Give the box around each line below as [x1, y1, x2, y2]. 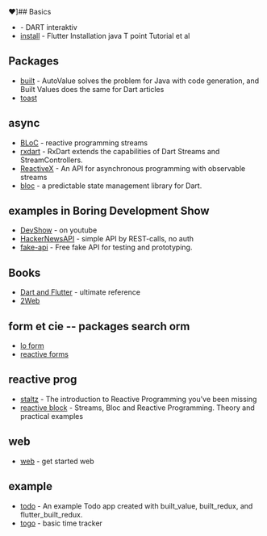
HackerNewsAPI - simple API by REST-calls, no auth [19, 234, 194, 244]
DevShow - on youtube [19, 225, 98, 235]
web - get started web [19, 456, 94, 466]
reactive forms [19, 350, 69, 359]
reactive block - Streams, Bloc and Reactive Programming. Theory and [19, 403, 256, 412]
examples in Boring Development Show [8, 204, 210, 218]
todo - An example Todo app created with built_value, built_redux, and [19, 500, 253, 511]
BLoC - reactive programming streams [19, 137, 148, 148]
